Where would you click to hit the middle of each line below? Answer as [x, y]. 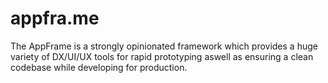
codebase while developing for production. [99, 67]
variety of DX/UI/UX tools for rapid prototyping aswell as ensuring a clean [162, 56]
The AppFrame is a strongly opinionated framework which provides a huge [164, 46]
